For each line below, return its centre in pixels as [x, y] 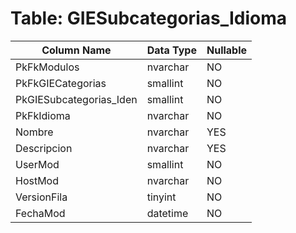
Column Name [76, 50]
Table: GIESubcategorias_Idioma [149, 18]
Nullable [227, 50]
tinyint [161, 197]
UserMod [37, 164]
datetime [167, 213]
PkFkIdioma [43, 115]
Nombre [34, 132]
